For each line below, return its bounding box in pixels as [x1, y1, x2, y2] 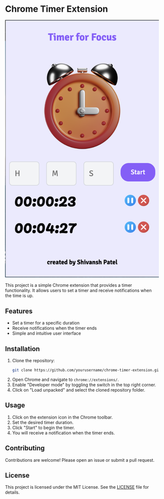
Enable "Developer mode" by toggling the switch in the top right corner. [12, 381, 156, 388]
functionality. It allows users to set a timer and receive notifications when [5, 288, 152, 294]
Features [5, 307, 33, 315]
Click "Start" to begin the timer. [12, 424, 75, 430]
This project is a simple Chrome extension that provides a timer [5, 282, 132, 288]
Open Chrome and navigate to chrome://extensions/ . [12, 376, 119, 382]
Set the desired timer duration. [12, 419, 74, 425]
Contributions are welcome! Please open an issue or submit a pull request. [5, 457, 155, 463]
